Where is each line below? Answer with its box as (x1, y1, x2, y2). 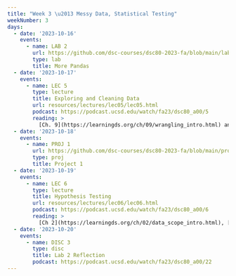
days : (7, 23, 23, 30)
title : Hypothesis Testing (32, 193, 112, 200)
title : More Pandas (32, 63, 90, 70)
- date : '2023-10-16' (13, 29, 77, 37)
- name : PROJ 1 (25, 141, 71, 148)
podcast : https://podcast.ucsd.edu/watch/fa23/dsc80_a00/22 (32, 258, 212, 265)
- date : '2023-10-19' (13, 166, 77, 174)
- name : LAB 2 (25, 43, 68, 50)
